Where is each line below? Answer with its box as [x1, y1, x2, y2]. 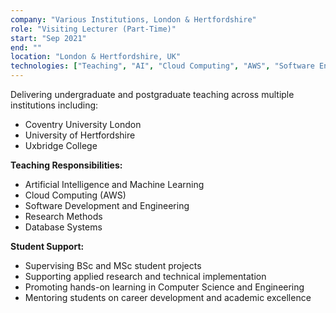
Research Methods [24, 211, 103, 222]
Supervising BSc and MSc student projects [24, 260, 202, 271]
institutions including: [10, 99, 99, 111]
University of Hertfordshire [24, 129, 136, 141]
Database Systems [24, 221, 103, 233]
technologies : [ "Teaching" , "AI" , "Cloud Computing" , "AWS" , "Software [10, 61, 315, 71]
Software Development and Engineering [24, 200, 190, 211]
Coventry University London [24, 119, 142, 130]
